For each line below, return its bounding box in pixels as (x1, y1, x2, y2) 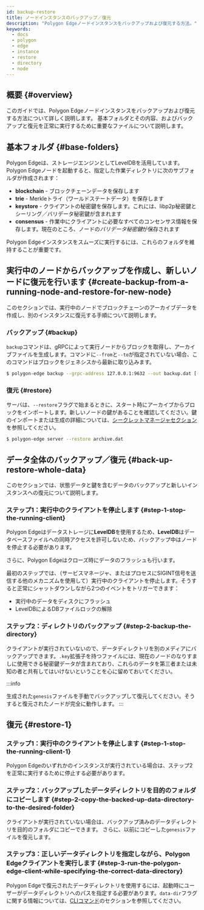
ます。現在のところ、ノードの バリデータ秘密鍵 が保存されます (25, 226, 180, 232)
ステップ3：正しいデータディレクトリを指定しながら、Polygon (6, 850, 190, 858)
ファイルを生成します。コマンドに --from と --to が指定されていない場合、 (11, 351, 192, 358)
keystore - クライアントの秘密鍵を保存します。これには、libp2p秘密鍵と (15, 202, 197, 210)
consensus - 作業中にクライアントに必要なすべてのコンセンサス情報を (15, 218, 192, 225)
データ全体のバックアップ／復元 (6, 455, 126, 465)
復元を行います (30, 277, 86, 287)
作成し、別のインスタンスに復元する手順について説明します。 (6, 311, 160, 319)
